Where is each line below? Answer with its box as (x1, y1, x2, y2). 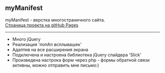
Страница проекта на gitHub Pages (5, 22, 79, 28)
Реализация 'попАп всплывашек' (12, 41, 82, 47)
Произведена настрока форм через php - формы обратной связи (12, 57, 150, 63)
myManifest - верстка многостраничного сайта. (5, 17, 106, 23)
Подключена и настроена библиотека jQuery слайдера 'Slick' (12, 51, 141, 58)
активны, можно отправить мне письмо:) (12, 62, 99, 68)
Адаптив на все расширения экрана (12, 47, 88, 52)
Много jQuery (12, 36, 41, 42)
